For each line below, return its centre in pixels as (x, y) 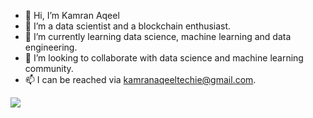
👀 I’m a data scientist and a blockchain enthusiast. (128, 26)
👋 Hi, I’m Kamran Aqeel (72, 15)
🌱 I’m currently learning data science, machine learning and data (158, 36)
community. (49, 68)
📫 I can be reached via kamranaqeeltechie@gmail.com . (140, 79)
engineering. (51, 47)
